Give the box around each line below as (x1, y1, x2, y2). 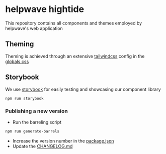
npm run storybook (5, 96, 44, 101)
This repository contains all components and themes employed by (5, 20, 142, 26)
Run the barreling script (12, 119, 62, 125)
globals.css (5, 58, 29, 64)
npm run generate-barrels (5, 128, 59, 133)
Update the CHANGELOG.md (12, 143, 73, 149)
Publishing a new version (5, 107, 68, 114)
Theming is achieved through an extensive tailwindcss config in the (5, 53, 145, 59)
